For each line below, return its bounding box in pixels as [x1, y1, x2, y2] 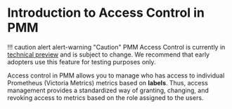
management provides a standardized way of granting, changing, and [7, 86, 210, 94]
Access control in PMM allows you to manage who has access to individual [7, 71, 225, 80]
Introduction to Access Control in [7, 5, 205, 21]
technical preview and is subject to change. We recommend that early [7, 50, 210, 59]
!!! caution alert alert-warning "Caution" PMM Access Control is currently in [7, 43, 226, 51]
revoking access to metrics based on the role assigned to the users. [7, 93, 204, 102]
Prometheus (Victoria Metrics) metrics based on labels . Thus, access [7, 78, 209, 87]
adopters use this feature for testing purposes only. [7, 57, 156, 66]
